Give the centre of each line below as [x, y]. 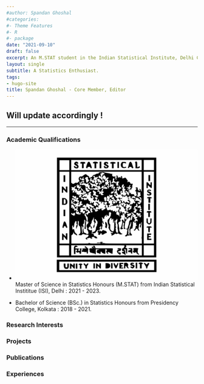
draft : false [23, 52]
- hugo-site [21, 83]
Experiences [25, 374]
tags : [13, 77]
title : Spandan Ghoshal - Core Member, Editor [66, 90]
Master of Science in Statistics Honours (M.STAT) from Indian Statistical [105, 285]
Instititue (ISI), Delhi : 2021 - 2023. [58, 291]
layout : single [25, 64]
